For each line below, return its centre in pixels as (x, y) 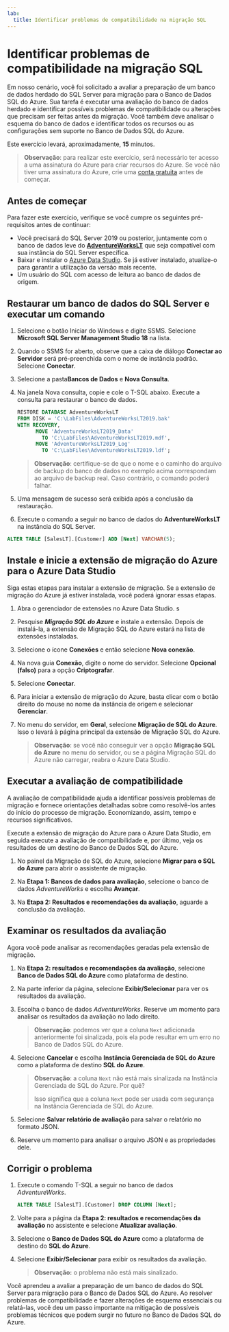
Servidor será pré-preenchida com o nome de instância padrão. (107, 359)
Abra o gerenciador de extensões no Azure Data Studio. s (98, 608)
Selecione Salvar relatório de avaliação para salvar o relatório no (109, 1119)
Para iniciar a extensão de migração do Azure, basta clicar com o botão (118, 696)
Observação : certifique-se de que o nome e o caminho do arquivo (128, 464)
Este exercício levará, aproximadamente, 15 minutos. (81, 144)
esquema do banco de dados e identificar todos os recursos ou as (100, 123)
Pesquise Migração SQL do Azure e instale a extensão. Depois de (110, 621)
